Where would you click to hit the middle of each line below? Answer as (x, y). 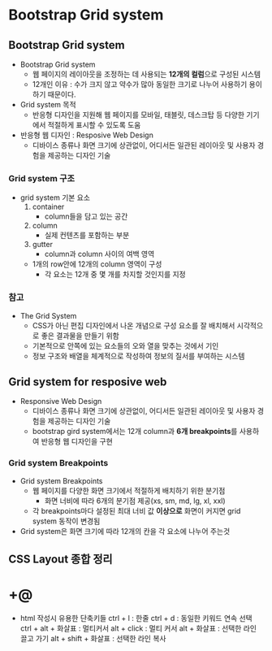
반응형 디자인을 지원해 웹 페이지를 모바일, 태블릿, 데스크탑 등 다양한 (138, 115)
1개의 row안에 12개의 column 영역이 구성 (97, 264)
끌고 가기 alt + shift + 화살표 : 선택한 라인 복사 (93, 639)
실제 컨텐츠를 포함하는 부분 (87, 235)
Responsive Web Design (61, 401)
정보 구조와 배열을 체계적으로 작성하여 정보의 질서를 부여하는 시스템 (138, 356)
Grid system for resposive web (88, 382)
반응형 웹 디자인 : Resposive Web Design (87, 135)
